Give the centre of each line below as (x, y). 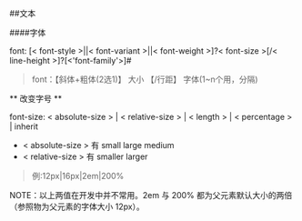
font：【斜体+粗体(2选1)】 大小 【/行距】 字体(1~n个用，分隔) (145, 79)
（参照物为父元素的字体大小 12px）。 (77, 206)
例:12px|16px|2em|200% (78, 176)
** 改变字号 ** (35, 99)
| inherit (24, 126)
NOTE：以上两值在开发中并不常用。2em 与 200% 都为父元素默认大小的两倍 (151, 195)
